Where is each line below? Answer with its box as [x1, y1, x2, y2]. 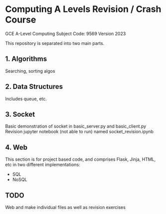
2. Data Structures [5, 82, 63, 91]
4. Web [5, 143, 28, 152]
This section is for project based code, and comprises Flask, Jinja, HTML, [5, 156, 156, 163]
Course [5, 14, 36, 25]
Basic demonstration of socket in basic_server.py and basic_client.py [5, 123, 147, 129]
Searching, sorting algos [5, 68, 56, 74]
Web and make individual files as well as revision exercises [5, 205, 126, 210]
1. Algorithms [5, 55, 47, 63]
